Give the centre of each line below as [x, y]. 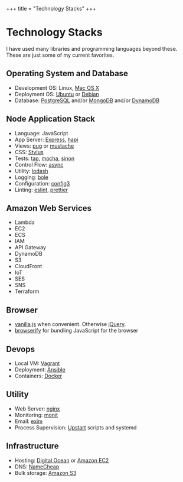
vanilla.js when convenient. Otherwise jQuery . [70, 324]
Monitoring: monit [36, 415]
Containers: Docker [38, 376]
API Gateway [30, 247]
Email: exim [29, 421]
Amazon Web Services [49, 208]
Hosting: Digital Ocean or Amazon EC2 [62, 460]
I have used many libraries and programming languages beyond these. [92, 48]
